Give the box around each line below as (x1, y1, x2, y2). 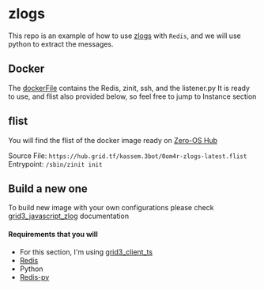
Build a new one (8, 182, 89, 195)
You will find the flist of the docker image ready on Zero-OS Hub (8, 135, 218, 145)
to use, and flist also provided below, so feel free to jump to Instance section (8, 92, 257, 101)
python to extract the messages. (8, 39, 114, 48)
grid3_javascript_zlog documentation (8, 211, 129, 221)
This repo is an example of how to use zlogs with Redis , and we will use (8, 31, 241, 40)
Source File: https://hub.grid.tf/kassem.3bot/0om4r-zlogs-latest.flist (8, 151, 247, 160)
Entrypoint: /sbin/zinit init (8, 159, 103, 168)
